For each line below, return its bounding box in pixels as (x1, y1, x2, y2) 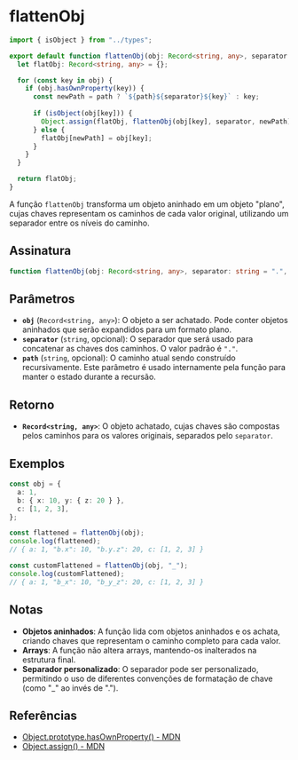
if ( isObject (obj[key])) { (32, 109, 133, 118)
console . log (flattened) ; (9, 537, 101, 546)
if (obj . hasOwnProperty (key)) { (25, 84, 145, 93)
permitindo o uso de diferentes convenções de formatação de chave (21, 673, 273, 684)
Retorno (9, 397, 55, 412)
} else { (32, 125, 66, 134)
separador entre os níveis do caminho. (9, 218, 150, 228)
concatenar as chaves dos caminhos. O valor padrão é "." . (21, 344, 239, 354)
